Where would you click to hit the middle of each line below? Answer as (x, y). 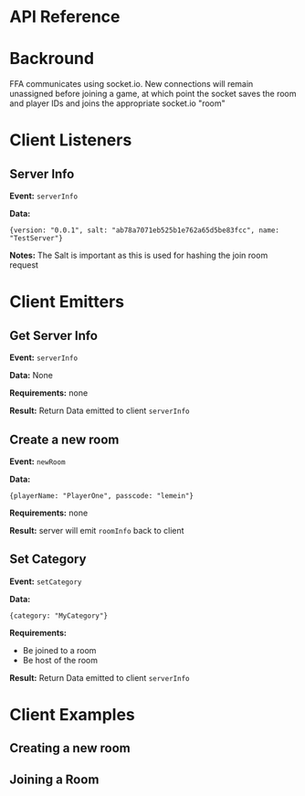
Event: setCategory (46, 581)
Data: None (31, 376)
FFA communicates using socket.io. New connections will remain (131, 84)
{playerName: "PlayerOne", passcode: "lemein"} (102, 495)
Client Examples (72, 714)
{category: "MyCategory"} (58, 616)
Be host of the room (60, 660)
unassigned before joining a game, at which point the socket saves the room (153, 94)
